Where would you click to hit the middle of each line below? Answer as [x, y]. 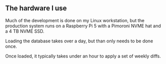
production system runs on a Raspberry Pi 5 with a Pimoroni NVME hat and [83, 26]
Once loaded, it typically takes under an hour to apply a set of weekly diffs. [83, 56]
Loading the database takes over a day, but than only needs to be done [79, 41]
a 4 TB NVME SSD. [25, 31]
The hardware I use [36, 8]
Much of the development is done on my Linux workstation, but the [75, 20]
